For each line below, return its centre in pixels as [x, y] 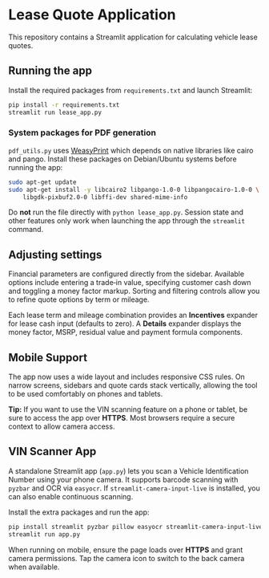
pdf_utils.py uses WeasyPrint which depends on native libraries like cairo [131, 150]
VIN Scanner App [52, 452]
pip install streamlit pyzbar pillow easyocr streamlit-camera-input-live [136, 527]
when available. [34, 567]
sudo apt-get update [43, 182]
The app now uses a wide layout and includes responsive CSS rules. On [127, 377]
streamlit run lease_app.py [55, 112]
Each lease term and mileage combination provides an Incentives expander [133, 315]
